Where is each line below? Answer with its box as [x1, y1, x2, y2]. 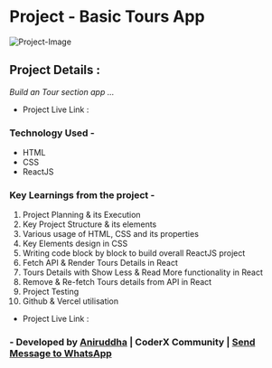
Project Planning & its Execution [22, 210, 142, 221]
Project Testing [22, 287, 80, 297]
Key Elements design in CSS [22, 238, 128, 250]
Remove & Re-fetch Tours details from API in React [22, 277, 212, 288]
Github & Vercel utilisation [22, 296, 119, 307]
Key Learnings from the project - [9, 188, 155, 201]
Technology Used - [9, 127, 95, 139]
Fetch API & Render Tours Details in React [22, 258, 178, 269]
